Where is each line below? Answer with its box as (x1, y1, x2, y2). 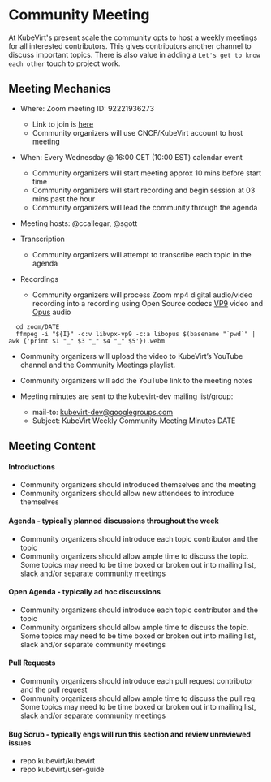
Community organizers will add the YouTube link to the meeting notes (19, 375, 253, 385)
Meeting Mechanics (8, 82, 111, 96)
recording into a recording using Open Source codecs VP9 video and (32, 298, 264, 308)
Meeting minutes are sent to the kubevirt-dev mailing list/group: (19, 391, 234, 401)
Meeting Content (8, 439, 96, 453)
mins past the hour (32, 193, 96, 204)
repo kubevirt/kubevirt (19, 756, 96, 766)
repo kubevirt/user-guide (19, 765, 105, 775)
